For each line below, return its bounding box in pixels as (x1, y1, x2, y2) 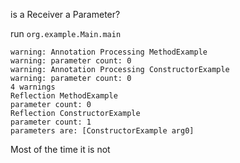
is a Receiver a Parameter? (10, 9, 121, 20)
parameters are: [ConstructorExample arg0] (10, 126, 195, 136)
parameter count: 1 (10, 117, 92, 127)
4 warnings (10, 82, 56, 92)
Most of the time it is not (10, 144, 111, 155)
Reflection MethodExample (10, 91, 118, 101)
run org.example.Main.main (10, 28, 122, 39)
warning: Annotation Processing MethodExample (10, 47, 208, 57)
